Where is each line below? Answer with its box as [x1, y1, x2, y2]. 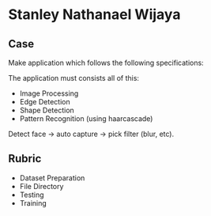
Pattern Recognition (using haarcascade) [19, 114, 153, 123]
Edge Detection [19, 97, 70, 106]
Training [19, 198, 47, 207]
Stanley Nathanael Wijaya [8, 6, 181, 24]
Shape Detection [19, 105, 75, 115]
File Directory [19, 181, 64, 191]
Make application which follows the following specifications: [8, 58, 204, 67]
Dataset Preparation [19, 172, 85, 183]
